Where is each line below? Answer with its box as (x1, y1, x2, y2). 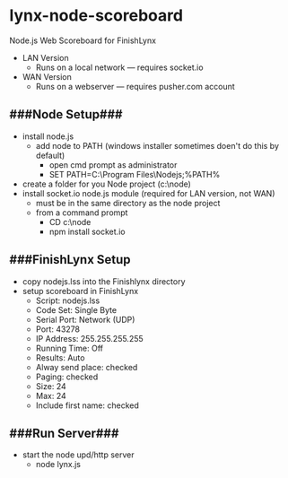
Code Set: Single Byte (35, 304, 118, 315)
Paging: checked (35, 371, 99, 382)
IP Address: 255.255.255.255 (35, 333, 144, 343)
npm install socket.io (48, 226, 126, 237)
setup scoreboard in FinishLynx (22, 285, 139, 296)
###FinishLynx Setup (9, 252, 132, 267)
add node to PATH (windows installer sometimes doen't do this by (35, 140, 280, 151)
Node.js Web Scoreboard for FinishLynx (9, 35, 157, 46)
